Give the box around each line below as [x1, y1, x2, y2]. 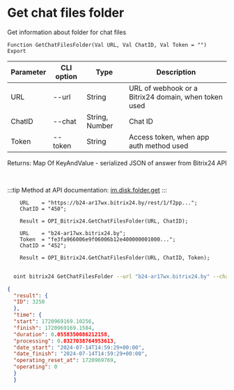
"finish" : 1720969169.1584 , [13, 324, 95, 331]
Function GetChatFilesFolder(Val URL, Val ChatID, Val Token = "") [7, 41, 208, 48]
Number [86, 121, 114, 130]
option [55, 71, 78, 81]
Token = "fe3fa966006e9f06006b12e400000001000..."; [19, 236, 176, 243]
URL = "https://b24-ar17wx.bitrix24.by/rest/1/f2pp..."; [19, 199, 198, 207]
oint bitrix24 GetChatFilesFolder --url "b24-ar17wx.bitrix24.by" [13, 273, 210, 280]
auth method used [128, 141, 189, 151]
